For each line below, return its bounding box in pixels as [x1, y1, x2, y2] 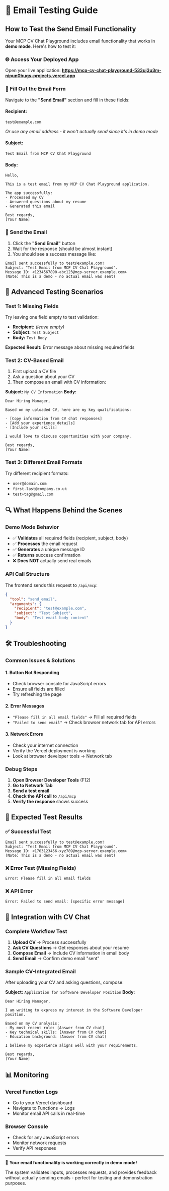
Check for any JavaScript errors [12, 1135, 79, 1141]
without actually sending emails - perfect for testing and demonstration [5, 1175, 153, 1181]
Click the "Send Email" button [12, 240, 75, 246]
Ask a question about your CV [12, 374, 75, 380]
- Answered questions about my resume [5, 199, 87, 205]
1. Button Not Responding [5, 669, 59, 675]
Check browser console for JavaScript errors [12, 681, 107, 687]
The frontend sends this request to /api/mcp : [5, 582, 98, 588]
